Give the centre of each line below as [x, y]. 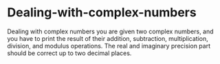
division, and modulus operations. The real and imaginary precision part [109, 46]
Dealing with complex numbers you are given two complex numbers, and [111, 31]
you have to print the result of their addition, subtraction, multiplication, [108, 38]
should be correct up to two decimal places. [69, 53]
